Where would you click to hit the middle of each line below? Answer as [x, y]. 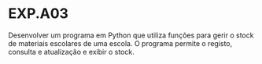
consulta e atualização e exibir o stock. [72, 52]
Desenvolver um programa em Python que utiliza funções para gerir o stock [131, 35]
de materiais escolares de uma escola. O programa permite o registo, [120, 43]
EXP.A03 [39, 14]
